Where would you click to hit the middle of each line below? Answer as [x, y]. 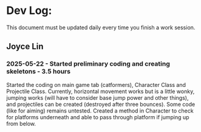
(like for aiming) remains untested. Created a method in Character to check [100, 111]
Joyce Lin [25, 47]
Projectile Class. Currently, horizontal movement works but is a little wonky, [101, 91]
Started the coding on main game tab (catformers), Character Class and [96, 85]
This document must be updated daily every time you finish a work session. [101, 27]
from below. [21, 123]
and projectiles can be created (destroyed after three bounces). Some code [101, 104]
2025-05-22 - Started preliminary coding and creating [88, 64]
